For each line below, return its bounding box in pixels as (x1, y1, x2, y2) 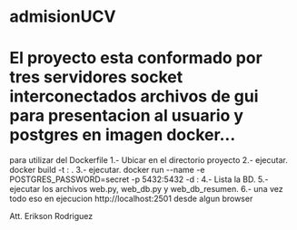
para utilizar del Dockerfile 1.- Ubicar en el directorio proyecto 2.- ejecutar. (9, 155, 288, 166)
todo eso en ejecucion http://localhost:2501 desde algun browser (9, 193, 253, 205)
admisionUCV (9, 6, 116, 27)
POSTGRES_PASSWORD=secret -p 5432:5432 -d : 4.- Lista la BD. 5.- (9, 174, 269, 185)
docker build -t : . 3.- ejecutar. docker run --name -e (9, 165, 205, 176)
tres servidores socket (9, 67, 183, 88)
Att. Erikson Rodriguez (9, 211, 94, 222)
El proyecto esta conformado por (9, 48, 263, 69)
